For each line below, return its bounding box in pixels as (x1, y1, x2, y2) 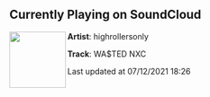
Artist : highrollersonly (67, 31, 149, 41)
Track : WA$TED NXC (67, 48, 147, 59)
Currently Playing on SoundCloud (9, 7, 202, 22)
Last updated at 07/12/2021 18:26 (67, 66, 191, 76)
